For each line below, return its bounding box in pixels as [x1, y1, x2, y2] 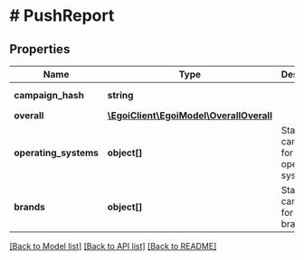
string [107, 89, 134, 101]
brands [14, 200, 45, 213]
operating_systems [14, 146, 100, 159]
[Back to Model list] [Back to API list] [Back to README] [9, 241, 217, 251]
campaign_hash [14, 89, 84, 101]
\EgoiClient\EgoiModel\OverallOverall [107, 109, 273, 122]
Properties [9, 42, 71, 57]
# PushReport [9, 5, 115, 26]
